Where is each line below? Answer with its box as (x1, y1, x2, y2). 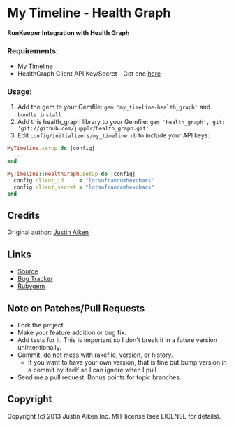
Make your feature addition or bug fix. (17, 328, 127, 337)
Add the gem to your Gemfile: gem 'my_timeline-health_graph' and (17, 103, 211, 111)
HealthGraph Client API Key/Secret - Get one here (17, 69, 161, 78)
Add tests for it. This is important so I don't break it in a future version (17, 335, 218, 344)
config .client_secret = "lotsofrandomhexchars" (13, 184, 155, 191)
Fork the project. (17, 320, 66, 329)
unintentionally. (17, 343, 61, 351)
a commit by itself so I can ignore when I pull (27, 365, 157, 374)
